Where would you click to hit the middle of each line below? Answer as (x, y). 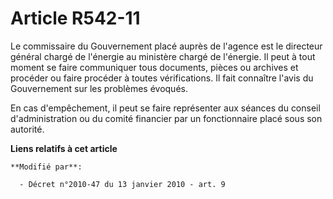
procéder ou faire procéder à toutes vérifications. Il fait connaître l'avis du (162, 78)
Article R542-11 (75, 18)
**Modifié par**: (46, 167)
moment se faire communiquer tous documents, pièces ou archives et (154, 67)
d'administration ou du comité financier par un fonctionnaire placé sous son (166, 118)
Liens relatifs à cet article (64, 148)
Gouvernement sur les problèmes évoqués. (99, 88)
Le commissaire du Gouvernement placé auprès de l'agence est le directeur (166, 46)
